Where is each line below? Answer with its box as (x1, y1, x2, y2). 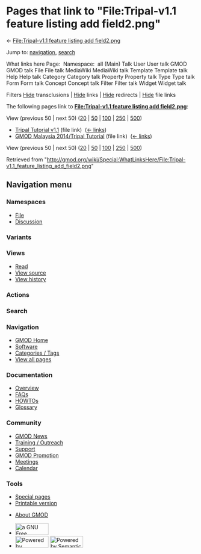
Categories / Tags (14, 349, 60, 356)
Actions (6, 290, 30, 299)
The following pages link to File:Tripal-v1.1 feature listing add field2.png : (6, 102, 188, 110)
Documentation (6, 370, 53, 379)
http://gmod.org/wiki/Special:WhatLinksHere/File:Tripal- (46, 155, 186, 163)
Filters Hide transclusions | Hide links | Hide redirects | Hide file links (6, 91, 176, 98)
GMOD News (14, 432, 48, 440)
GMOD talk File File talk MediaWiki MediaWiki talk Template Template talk (6, 66, 188, 73)
